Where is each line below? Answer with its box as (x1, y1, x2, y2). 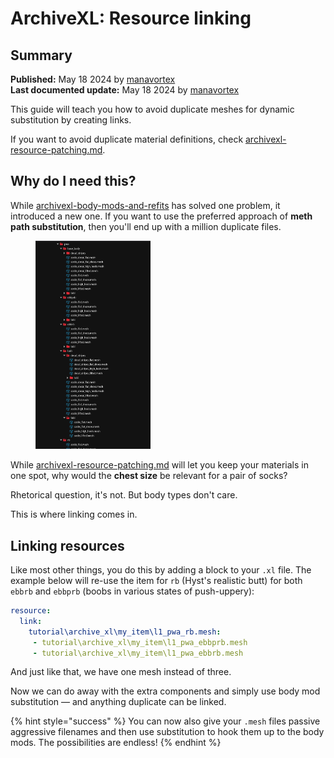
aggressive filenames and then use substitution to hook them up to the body (10, 726, 325, 738)
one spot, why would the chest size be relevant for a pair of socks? (10, 470, 288, 482)
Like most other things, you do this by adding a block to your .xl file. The (10, 564, 312, 576)
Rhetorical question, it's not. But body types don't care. (10, 489, 238, 501)
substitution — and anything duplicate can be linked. (10, 696, 227, 708)
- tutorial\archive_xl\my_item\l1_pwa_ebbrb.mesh (32, 648, 244, 658)
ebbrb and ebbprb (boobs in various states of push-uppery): (10, 585, 255, 597)
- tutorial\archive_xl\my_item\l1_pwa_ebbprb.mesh (32, 637, 248, 647)
